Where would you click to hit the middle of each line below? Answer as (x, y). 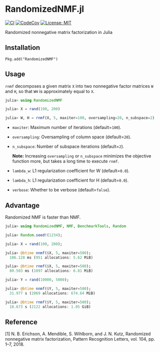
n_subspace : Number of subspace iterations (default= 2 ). (68, 147)
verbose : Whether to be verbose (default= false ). (61, 190)
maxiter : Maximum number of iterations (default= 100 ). (67, 128)
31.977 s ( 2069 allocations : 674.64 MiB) (53, 293)
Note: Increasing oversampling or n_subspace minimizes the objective (81, 156)
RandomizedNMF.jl (45, 9)
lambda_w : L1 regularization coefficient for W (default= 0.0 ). (71, 171)
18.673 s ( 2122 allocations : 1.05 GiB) (50, 307)
